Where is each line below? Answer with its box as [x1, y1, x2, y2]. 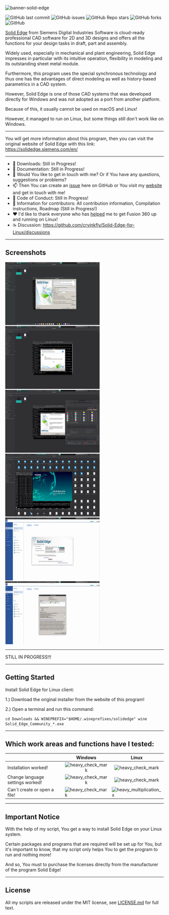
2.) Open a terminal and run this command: [5, 706, 94, 712]
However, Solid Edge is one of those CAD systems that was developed [5, 91, 151, 97]
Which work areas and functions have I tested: [5, 740, 154, 748]
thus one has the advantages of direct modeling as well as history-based [5, 76, 156, 81]
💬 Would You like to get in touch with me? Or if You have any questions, [12, 172, 161, 177]
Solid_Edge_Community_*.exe [5, 721, 64, 726]
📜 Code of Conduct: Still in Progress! [12, 195, 89, 201]
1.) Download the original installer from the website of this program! [5, 696, 145, 702]
